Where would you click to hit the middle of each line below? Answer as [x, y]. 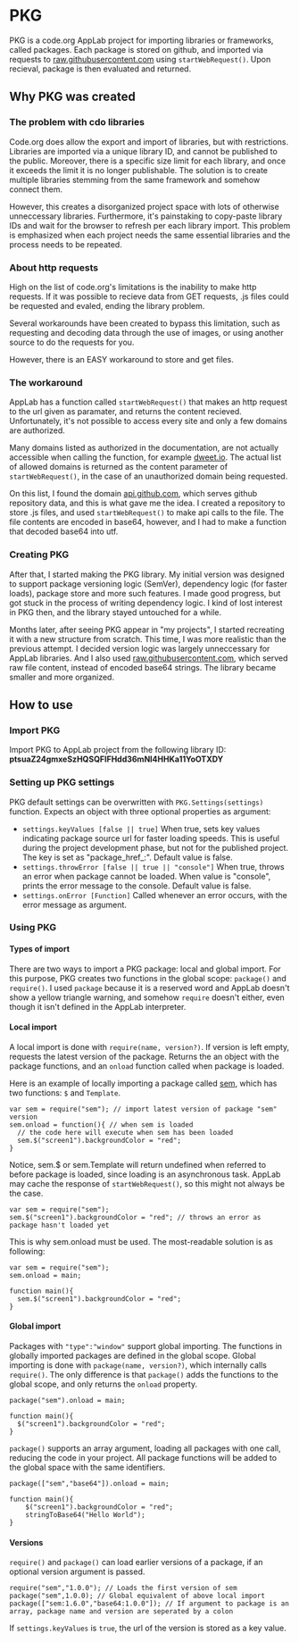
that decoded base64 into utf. [64, 531]
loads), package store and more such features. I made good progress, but [145, 593]
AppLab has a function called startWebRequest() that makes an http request [149, 402]
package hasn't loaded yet [59, 1225]
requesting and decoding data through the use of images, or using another [146, 332]
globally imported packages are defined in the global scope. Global [133, 1356]
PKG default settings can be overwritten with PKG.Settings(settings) [137, 802]
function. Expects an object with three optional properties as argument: [140, 811]
